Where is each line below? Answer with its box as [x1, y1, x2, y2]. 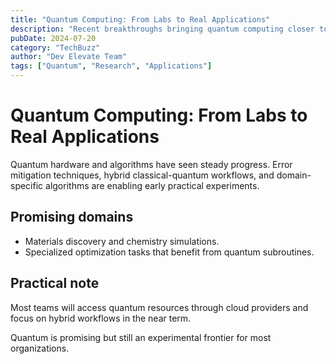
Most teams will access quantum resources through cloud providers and [10, 301, 309, 313]
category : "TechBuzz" [10, 42, 101, 53]
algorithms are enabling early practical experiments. [45, 179, 260, 191]
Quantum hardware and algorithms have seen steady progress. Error [10, 158, 293, 170]
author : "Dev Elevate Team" [10, 52, 128, 62]
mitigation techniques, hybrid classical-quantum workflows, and [10, 169, 275, 181]
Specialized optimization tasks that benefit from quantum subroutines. [24, 246, 315, 258]
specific [10, 179, 44, 191]
